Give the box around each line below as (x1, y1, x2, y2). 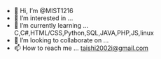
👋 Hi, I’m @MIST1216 (13, 7, 73, 15)
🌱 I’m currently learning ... (13, 22, 89, 29)
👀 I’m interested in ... (13, 14, 73, 22)
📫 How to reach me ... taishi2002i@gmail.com (13, 44, 149, 52)
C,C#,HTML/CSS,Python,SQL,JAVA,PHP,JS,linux (13, 28, 154, 37)
